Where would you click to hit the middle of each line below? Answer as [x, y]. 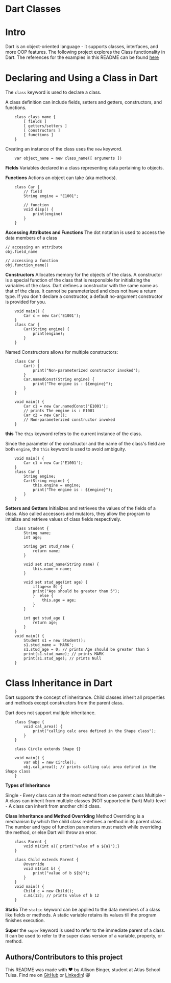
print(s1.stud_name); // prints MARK [64, 654]
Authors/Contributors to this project [64, 957]
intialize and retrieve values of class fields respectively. [63, 519]
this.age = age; [59, 600]
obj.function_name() [27, 265]
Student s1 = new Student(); [55, 640]
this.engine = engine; [57, 485]
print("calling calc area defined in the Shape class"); [94, 731]
